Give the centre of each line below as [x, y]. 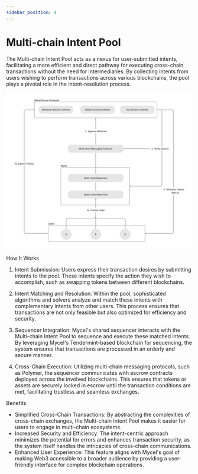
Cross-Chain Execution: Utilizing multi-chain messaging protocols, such [102, 367]
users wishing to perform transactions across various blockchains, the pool [98, 77]
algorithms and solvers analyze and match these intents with [88, 300]
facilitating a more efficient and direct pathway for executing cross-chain [95, 65]
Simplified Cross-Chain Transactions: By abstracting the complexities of [102, 414]
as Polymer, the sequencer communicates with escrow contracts [94, 372]
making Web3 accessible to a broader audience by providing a [91, 458]
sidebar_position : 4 [32, 12]
